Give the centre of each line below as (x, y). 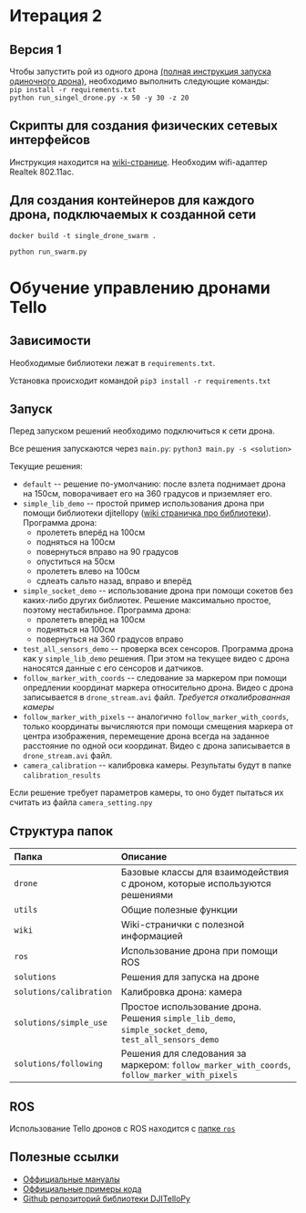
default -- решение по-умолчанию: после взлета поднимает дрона (154, 484)
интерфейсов (50, 140)
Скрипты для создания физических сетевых (143, 125)
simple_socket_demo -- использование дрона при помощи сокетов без (158, 591)
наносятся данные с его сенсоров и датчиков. (113, 668)
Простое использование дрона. (191, 1007)
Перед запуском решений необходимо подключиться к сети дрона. (143, 431)
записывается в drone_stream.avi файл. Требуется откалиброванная (156, 697)
